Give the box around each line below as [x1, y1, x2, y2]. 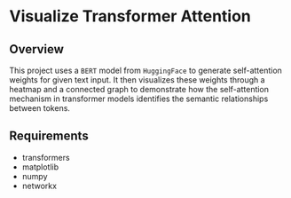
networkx [21, 180, 58, 191]
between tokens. [9, 103, 71, 113]
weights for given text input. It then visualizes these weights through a [9, 75, 265, 85]
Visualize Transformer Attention [9, 6, 251, 27]
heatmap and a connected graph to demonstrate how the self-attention [9, 84, 269, 94]
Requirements [9, 129, 89, 144]
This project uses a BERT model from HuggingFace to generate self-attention [9, 65, 282, 75]
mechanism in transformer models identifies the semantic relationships [9, 93, 269, 104]
